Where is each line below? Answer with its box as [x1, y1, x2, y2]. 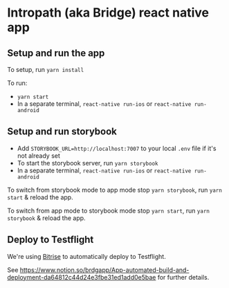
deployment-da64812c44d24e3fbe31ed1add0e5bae [7, 273, 156, 281]
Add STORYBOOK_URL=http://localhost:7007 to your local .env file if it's [17, 144, 217, 152]
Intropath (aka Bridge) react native [7, 5, 210, 21]
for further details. [157, 273, 210, 281]
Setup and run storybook [7, 126, 118, 138]
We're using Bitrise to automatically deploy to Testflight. [7, 252, 166, 260]
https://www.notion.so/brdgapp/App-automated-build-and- [19, 265, 190, 274]
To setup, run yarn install [7, 66, 84, 73]
